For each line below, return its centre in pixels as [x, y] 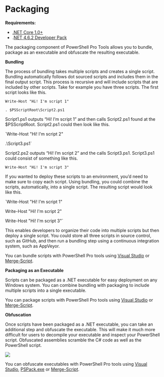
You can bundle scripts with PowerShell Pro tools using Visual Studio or [77, 255]
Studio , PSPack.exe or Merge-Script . [42, 369]
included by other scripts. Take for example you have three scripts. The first [82, 87]
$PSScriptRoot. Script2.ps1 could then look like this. [57, 124]
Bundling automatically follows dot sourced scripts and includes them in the [82, 76]
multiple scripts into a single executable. [46, 290]
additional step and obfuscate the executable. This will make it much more [80, 329]
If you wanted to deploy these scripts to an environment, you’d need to [77, 176]
